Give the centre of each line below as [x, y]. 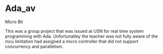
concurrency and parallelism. [34, 46]
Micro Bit [14, 22]
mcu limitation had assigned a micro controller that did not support [72, 41]
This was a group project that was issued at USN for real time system [74, 31]
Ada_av [20, 8]
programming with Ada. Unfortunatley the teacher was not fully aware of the [81, 36]
